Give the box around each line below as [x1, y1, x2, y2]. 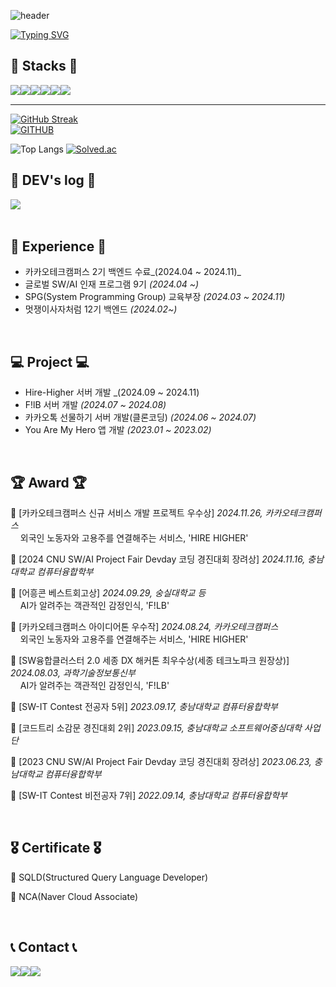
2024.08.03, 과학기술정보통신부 [10, 667, 136, 679]
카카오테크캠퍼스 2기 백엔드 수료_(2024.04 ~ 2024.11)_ [24, 266, 242, 278]
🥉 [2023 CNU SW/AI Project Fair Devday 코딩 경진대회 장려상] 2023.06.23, [10, 756, 312, 768]
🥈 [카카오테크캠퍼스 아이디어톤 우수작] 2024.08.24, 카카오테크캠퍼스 [10, 621, 279, 633]
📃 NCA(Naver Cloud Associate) [10, 890, 138, 902]
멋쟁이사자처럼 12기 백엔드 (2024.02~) [24, 303, 178, 315]
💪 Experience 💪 [10, 238, 107, 255]
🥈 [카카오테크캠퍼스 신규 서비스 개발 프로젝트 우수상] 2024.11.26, [10, 507, 263, 519]
